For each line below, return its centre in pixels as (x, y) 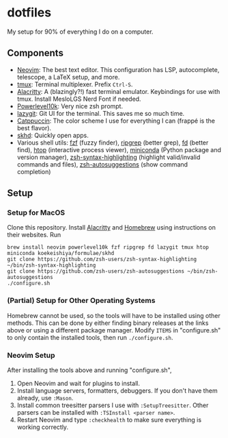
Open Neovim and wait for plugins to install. (78, 384)
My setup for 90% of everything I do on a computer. (80, 32)
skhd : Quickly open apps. (53, 135)
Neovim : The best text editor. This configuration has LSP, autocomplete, (118, 69)
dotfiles (29, 13)
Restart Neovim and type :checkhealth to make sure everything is (109, 420)
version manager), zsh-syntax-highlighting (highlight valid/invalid (109, 157)
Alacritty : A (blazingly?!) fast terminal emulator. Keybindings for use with (118, 91)
